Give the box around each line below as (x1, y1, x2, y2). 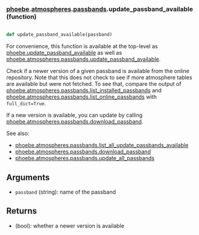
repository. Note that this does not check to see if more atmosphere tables (6, 74, 192, 81)
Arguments (6, 172, 50, 183)
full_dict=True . (6, 100, 47, 107)
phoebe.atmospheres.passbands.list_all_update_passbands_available (15, 142, 189, 149)
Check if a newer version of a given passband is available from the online (6, 68, 190, 75)
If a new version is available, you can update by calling (6, 111, 143, 119)
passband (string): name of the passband (15, 188, 116, 195)
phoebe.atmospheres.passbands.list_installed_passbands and (6, 87, 162, 94)
